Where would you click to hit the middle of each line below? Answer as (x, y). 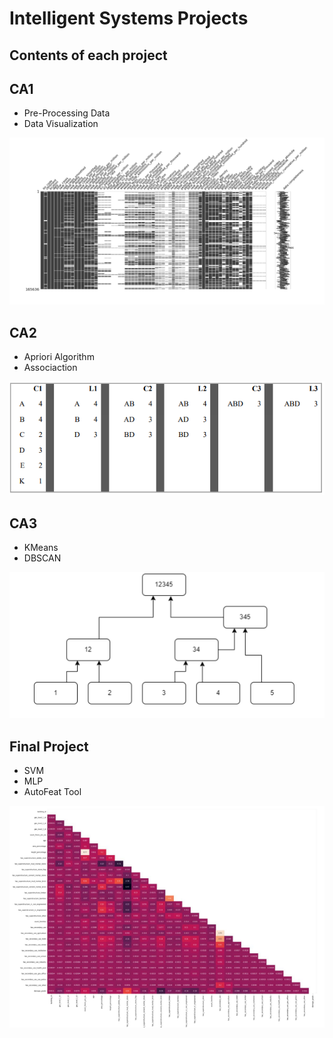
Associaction (50, 368)
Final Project (49, 746)
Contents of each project (88, 55)
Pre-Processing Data (67, 113)
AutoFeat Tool (52, 792)
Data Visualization (61, 124)
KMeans (41, 548)
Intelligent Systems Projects (129, 18)
